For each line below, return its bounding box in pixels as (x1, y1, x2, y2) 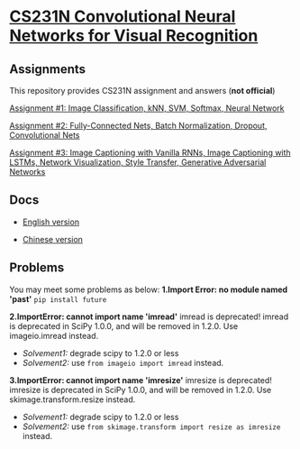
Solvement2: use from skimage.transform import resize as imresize (22, 421, 281, 432)
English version (22, 216, 79, 227)
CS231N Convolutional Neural (9, 6, 236, 27)
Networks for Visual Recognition (9, 25, 259, 46)
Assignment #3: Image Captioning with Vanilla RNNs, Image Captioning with (9, 147, 291, 158)
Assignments (9, 61, 86, 77)
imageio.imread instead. (9, 330, 99, 341)
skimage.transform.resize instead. (9, 394, 136, 405)
